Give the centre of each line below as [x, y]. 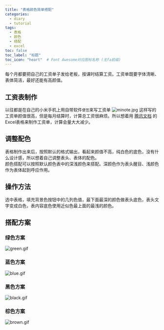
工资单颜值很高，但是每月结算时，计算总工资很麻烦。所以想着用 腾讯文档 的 [81, 116]
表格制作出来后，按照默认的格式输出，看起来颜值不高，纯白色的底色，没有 [80, 152]
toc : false [16, 50]
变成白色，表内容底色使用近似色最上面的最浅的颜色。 [62, 205]
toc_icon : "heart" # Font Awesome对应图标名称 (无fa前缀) [63, 60]
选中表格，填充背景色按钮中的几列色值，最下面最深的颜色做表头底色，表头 [80, 199]
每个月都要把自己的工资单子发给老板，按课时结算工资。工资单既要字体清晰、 [82, 74]
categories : [17, 14]
